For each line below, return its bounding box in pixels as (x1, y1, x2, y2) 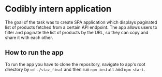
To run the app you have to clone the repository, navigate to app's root (5, 61, 146, 67)
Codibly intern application (5, 3, 112, 14)
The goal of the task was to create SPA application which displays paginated (5, 19, 158, 25)
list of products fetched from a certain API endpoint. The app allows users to (5, 24, 158, 30)
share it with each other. (5, 35, 53, 40)
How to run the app (5, 49, 64, 57)
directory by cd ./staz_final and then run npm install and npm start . (5, 66, 145, 72)
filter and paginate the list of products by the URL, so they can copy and (5, 29, 148, 35)
